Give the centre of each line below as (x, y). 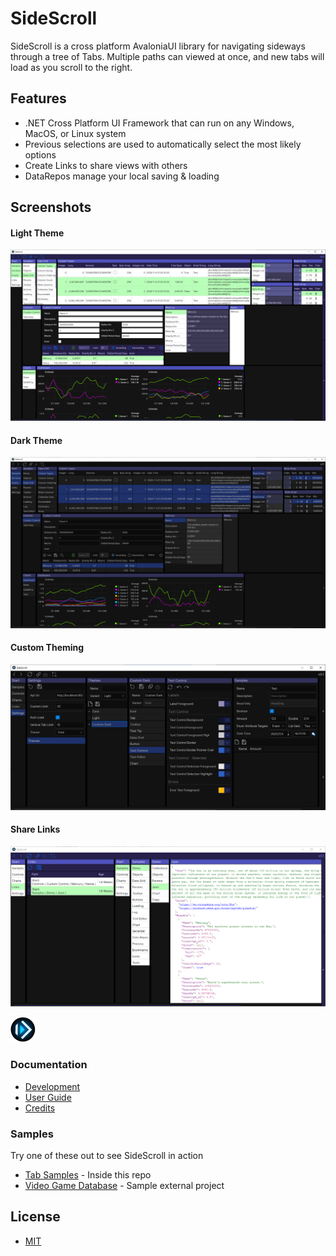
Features (38, 98)
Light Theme (37, 233)
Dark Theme (36, 440)
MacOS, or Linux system (75, 133)
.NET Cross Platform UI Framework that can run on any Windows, (159, 123)
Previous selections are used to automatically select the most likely (163, 144)
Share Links (35, 829)
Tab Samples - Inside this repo (88, 1175)
